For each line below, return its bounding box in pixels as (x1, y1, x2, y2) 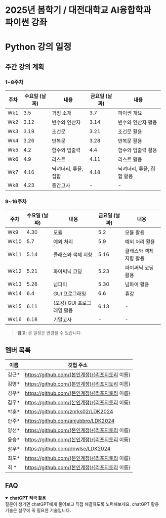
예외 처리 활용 (125, 238, 155, 245)
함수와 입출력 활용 (118, 147, 157, 154)
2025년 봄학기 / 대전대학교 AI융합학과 (5, 4, 152, 16)
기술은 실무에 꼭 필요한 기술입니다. (5, 507, 71, 513)
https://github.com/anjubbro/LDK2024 (24, 418, 115, 424)
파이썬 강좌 (5, 17, 47, 28)
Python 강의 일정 (5, 42, 72, 52)
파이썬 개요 (118, 110, 142, 117)
